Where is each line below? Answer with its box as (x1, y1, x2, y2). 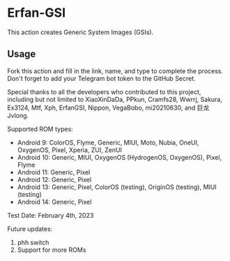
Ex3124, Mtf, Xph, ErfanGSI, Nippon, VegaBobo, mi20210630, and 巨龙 (7, 103, 210, 112)
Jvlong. (7, 111, 29, 119)
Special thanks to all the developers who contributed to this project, (7, 87, 201, 96)
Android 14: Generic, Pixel (17, 197, 92, 206)
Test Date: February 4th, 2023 (7, 211, 94, 219)
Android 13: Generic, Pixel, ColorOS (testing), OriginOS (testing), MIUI (17, 183, 217, 191)
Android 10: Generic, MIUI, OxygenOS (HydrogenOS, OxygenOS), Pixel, (17, 153, 222, 161)
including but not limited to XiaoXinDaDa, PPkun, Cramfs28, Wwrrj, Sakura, (7, 95, 223, 103)
